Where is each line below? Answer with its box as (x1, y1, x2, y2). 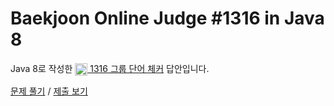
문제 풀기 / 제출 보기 (10, 85, 88, 97)
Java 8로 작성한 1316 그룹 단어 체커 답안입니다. (10, 62, 210, 74)
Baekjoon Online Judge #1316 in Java (10, 7, 325, 30)
